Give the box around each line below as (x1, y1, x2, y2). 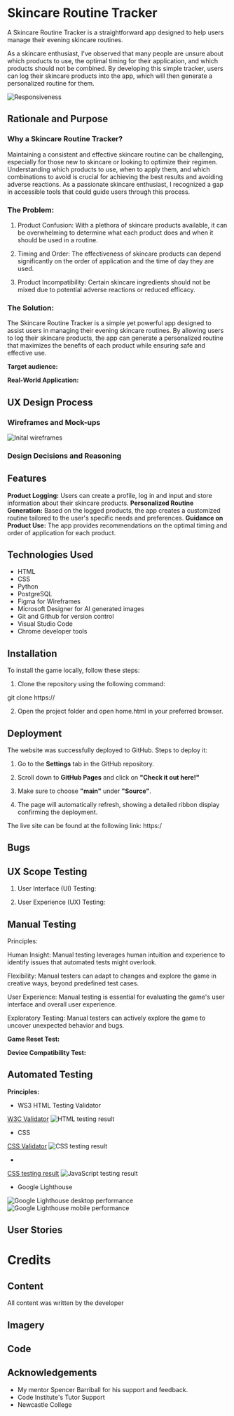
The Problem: (7, 205, 55, 215)
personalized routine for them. (7, 79, 95, 87)
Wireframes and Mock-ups (7, 417, 101, 427)
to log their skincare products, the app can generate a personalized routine (7, 334, 224, 342)
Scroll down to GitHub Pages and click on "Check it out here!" (17, 773, 200, 782)
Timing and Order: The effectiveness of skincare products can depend (17, 249, 221, 258)
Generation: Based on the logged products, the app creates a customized (7, 506, 221, 514)
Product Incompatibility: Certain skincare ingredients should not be (17, 277, 211, 286)
